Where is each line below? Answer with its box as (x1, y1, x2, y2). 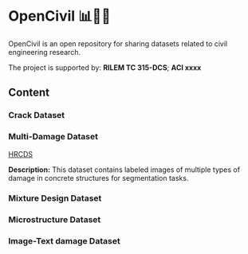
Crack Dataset (8, 110, 65, 121)
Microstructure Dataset (8, 214, 101, 225)
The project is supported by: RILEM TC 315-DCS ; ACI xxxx (8, 62, 202, 72)
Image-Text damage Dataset (8, 236, 121, 247)
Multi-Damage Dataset (8, 131, 98, 143)
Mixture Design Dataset (8, 193, 102, 204)
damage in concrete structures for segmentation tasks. (8, 173, 189, 182)
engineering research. (8, 47, 81, 57)
